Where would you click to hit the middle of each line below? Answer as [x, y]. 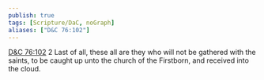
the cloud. [25, 69]
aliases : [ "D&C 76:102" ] [49, 30]
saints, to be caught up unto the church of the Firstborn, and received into [128, 60]
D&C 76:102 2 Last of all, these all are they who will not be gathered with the [132, 53]
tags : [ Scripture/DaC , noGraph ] [61, 23]
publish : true [32, 15]
